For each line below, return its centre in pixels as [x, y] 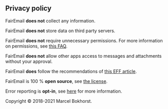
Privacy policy [29, 8]
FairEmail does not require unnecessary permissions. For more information [84, 40]
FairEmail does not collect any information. [50, 20]
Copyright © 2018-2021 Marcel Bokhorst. [49, 101]
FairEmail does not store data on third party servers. [61, 31]
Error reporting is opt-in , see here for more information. [64, 91]
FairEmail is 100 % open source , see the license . [56, 81]
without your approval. [29, 61]
